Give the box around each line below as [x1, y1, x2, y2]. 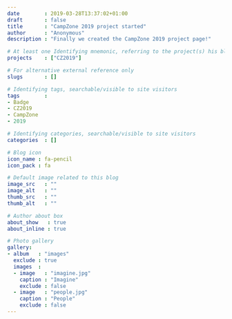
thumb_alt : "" [7, 200, 57, 207]
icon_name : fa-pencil [7, 156, 72, 163]
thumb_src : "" [7, 194, 57, 200]
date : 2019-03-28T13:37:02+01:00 [7, 10, 128, 17]
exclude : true [13, 257, 57, 264]
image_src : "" [7, 181, 57, 188]
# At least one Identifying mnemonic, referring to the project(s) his [7, 48, 217, 55]
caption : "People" [19, 296, 76, 302]
